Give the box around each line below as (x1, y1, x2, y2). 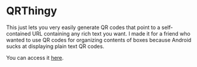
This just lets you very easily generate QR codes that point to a (6, 24, 161, 31)
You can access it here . (6, 54, 64, 61)
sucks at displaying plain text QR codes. (6, 43, 104, 50)
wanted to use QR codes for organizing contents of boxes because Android (6, 36, 192, 43)
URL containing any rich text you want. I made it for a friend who (32, 30, 191, 37)
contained (6, 30, 31, 37)
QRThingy (6, 4, 57, 18)
